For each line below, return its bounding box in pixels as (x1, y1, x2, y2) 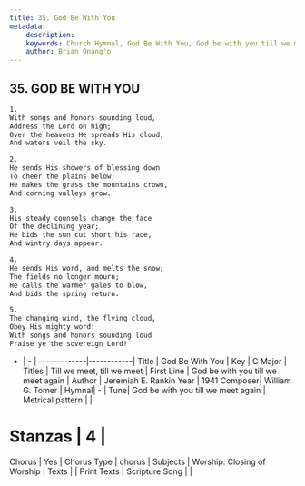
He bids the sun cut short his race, (9, 231, 152, 240)
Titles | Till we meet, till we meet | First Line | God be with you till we (22, 365, 277, 376)
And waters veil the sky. (9, 138, 107, 148)
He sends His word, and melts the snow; (9, 263, 165, 273)
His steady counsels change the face (9, 213, 152, 223)
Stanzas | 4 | (9, 426, 107, 446)
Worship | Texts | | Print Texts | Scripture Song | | (9, 465, 192, 477)
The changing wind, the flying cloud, (9, 314, 156, 323)
